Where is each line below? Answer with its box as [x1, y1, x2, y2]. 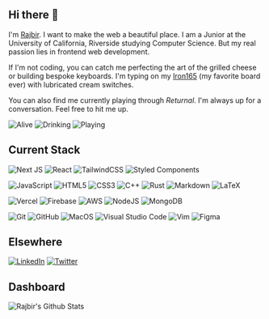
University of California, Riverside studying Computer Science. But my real [8, 38, 256, 48]
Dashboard [8, 280, 65, 294]
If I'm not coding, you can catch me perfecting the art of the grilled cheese [8, 62, 257, 72]
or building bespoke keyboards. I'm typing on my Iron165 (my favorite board [8, 70, 261, 81]
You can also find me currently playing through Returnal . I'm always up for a [8, 95, 262, 105]
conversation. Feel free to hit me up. [8, 104, 129, 113]
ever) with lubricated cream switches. [8, 79, 134, 89]
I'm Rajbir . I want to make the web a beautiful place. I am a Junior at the [8, 29, 246, 39]
